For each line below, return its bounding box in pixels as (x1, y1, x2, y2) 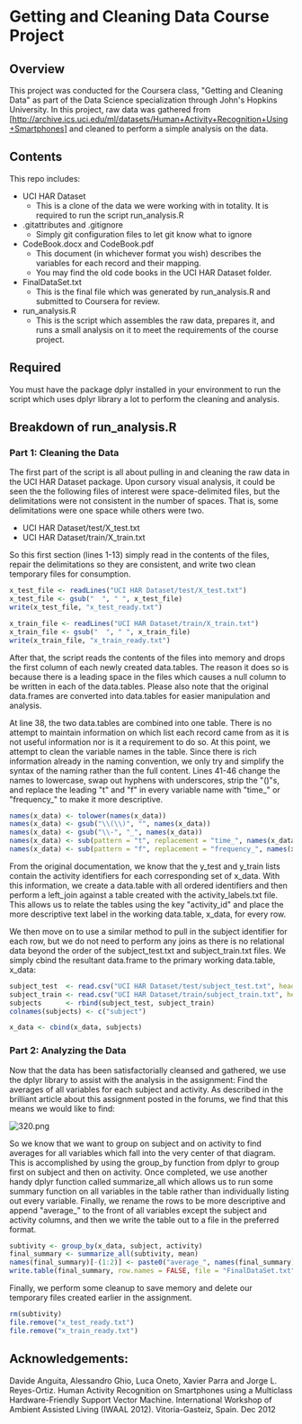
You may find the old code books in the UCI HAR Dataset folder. (35, 267, 272, 278)
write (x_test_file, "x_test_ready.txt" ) (9, 603, 164, 613)
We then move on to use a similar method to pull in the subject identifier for (9, 926, 288, 936)
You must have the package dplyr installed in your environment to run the (9, 384, 281, 395)
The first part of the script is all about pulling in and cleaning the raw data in (9, 467, 290, 478)
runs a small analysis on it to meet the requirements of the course (35, 324, 279, 335)
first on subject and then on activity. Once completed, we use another (9, 1167, 268, 1178)
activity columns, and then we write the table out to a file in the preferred (9, 1214, 280, 1225)
